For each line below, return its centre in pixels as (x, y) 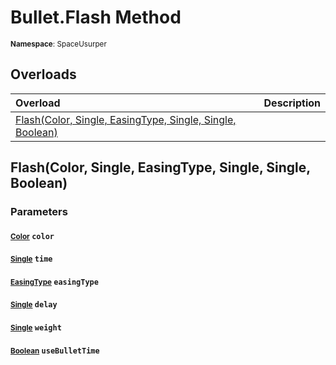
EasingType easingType (54, 282)
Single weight (36, 328)
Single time (31, 259)
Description (292, 103)
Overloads (43, 74)
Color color (32, 236)
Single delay (34, 305)
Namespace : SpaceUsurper (58, 44)
